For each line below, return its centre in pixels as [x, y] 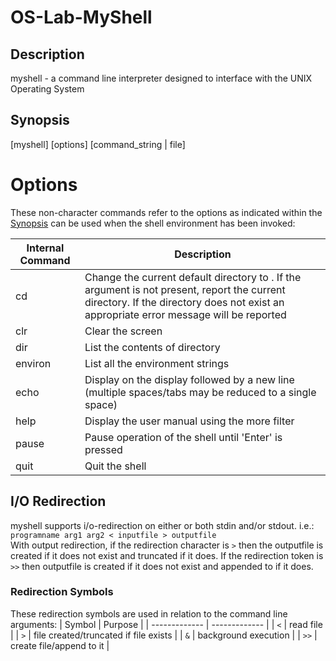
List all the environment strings [157, 363]
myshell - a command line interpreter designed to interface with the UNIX [161, 78]
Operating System [47, 89]
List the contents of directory [152, 347]
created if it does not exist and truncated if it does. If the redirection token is [167, 555]
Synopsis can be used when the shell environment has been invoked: [153, 223]
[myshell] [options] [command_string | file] [98, 144]
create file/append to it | [60, 645]
